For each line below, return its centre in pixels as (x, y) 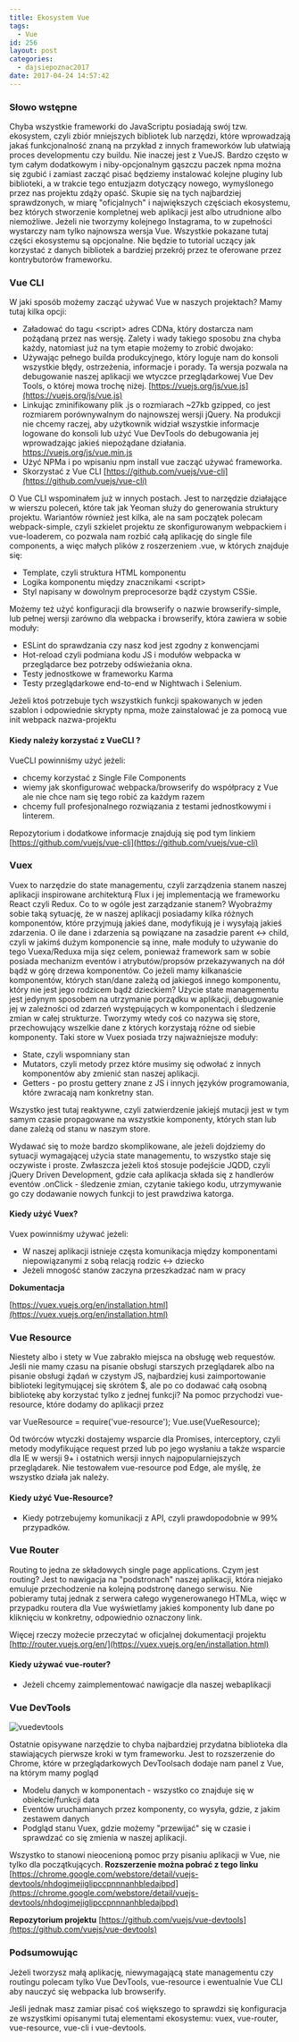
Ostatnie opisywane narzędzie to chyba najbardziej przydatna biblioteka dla (149, 1744)
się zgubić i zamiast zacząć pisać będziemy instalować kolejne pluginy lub (146, 174)
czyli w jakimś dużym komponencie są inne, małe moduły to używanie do (144, 942)
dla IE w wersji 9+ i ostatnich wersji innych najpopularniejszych (125, 1458)
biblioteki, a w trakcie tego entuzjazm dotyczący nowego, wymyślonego (141, 183)
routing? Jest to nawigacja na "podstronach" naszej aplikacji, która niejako (146, 1579)
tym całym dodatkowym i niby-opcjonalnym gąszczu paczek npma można (145, 165)
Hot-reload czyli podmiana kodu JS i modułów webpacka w (131, 655)
